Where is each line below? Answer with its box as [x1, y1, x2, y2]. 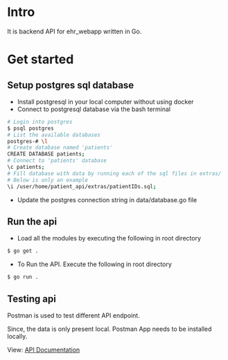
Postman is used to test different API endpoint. [7, 311, 140, 320]
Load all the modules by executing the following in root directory [17, 234, 202, 243]
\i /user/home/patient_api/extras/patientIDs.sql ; [7, 183, 157, 190]
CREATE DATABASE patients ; [7, 151, 85, 158]
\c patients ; [7, 164, 45, 171]
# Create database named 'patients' [7, 144, 113, 152]
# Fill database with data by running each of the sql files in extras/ [7, 170, 222, 177]
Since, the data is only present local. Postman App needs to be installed [7, 325, 212, 333]
